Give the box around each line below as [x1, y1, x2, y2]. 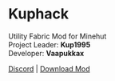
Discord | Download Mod [8, 63, 90, 73]
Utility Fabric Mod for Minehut [8, 31, 107, 41]
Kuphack [8, 5, 69, 23]
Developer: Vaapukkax [8, 48, 85, 58]
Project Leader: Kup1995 [8, 39, 91, 49]
